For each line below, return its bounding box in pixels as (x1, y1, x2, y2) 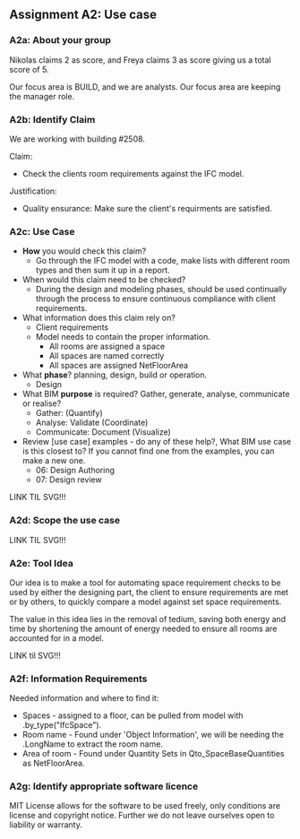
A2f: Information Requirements (9, 672, 148, 685)
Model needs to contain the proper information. (35, 332, 210, 342)
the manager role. (9, 91, 75, 101)
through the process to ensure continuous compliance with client (35, 293, 276, 304)
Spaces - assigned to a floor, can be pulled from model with (21, 710, 244, 721)
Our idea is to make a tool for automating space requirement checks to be (9, 577, 281, 588)
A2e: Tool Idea (9, 557, 73, 569)
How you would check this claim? (21, 246, 147, 256)
